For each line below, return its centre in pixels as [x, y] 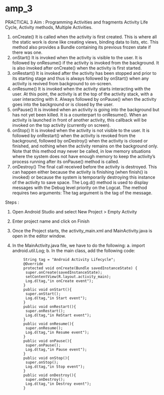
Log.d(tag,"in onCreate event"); [59, 281]
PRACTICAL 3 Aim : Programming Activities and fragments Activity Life [77, 22]
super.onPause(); [43, 345]
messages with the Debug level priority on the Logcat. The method [80, 187]
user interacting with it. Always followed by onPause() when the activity [84, 99]
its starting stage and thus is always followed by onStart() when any [81, 78]
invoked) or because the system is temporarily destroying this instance [84, 177]
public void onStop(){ [46, 358]
